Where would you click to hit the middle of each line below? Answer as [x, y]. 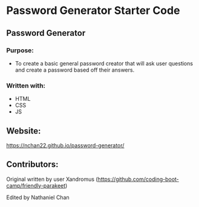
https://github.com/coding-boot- [139, 179]
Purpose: [20, 50]
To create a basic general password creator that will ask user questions [104, 63]
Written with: [26, 86]
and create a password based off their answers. [75, 70]
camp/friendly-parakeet [36, 185]
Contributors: [32, 165]
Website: [24, 131]
